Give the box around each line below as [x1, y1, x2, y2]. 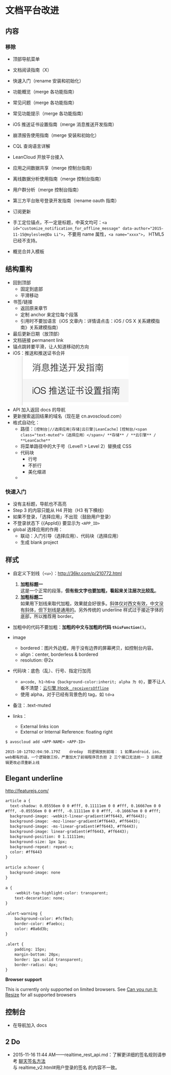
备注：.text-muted [12, 702, 51, 708]
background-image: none [10, 870, 60, 875]
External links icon [20, 723, 59, 729]
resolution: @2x [20, 657, 54, 663]
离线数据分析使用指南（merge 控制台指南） [12, 175, 104, 182]
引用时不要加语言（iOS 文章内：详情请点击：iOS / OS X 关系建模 [20, 318, 156, 324]
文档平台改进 [5, 5, 60, 16]
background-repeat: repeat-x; [10, 844, 74, 850]
